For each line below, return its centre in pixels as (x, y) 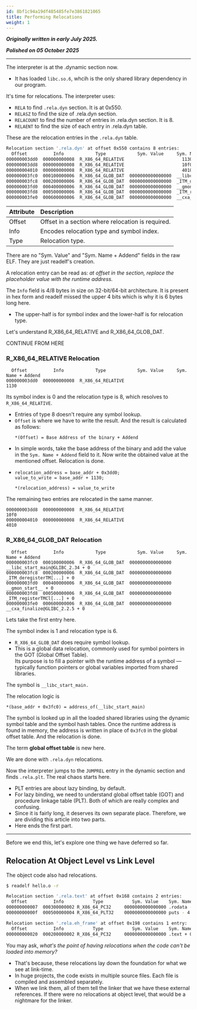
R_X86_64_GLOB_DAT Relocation (54, 540)
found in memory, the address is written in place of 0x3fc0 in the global (92, 730)
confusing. (28, 806)
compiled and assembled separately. (59, 982)
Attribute (22, 212)
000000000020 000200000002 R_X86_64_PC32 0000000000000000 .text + (97, 934)
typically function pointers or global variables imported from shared (96, 667)
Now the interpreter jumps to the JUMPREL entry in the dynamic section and (96, 770)
